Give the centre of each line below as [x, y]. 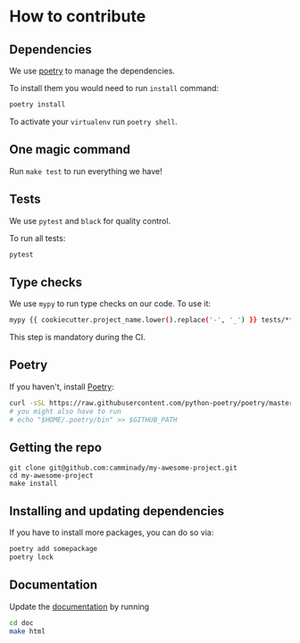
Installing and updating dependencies [117, 511]
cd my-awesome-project [51, 476]
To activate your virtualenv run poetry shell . [94, 121]
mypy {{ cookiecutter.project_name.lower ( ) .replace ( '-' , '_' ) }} [133, 320]
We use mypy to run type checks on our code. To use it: [110, 304]
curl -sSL [28, 403]
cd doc [21, 622]
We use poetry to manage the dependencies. [92, 71]
